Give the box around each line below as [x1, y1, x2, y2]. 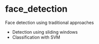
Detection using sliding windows [12, 29, 78, 35]
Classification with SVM [12, 34, 60, 40]
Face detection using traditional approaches [5, 20, 94, 25]
